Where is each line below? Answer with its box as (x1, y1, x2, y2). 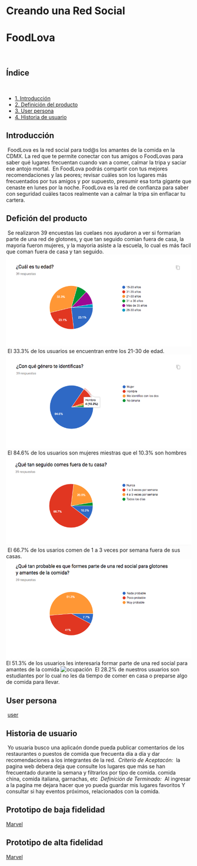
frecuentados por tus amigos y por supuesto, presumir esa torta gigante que (6, 177, 192, 185)
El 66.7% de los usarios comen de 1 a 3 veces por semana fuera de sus (7, 546, 181, 554)
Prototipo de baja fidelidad (6, 805, 105, 815)
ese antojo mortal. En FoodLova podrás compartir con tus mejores (6, 165, 168, 172)
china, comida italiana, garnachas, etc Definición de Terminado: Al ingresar (6, 775, 191, 782)
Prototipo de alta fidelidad (6, 838, 103, 848)
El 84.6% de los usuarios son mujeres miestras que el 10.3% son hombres (7, 449, 187, 456)
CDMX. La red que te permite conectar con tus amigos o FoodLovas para (6, 152, 183, 160)
